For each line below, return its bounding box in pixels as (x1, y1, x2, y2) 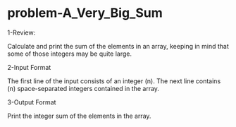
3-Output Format (7, 97, 56, 107)
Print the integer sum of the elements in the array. (7, 111, 151, 120)
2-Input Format (7, 63, 51, 71)
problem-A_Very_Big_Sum (7, 5, 163, 21)
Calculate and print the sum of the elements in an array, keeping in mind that (7, 42, 229, 50)
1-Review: (7, 28, 36, 37)
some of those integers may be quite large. (7, 49, 132, 58)
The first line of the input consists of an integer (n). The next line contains (7, 76, 221, 85)
